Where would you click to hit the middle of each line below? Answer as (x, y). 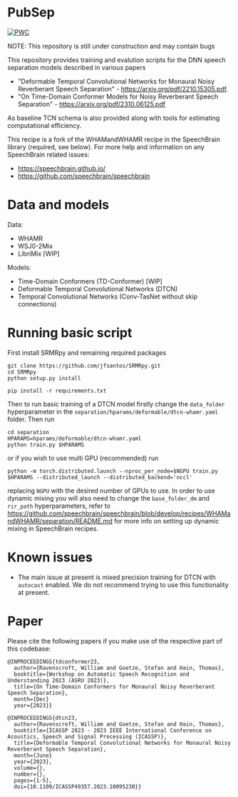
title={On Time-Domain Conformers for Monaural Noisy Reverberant (114, 686)
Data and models (58, 205)
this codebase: (29, 648)
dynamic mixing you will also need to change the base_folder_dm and (109, 498)
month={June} (33, 755)
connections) (37, 304)
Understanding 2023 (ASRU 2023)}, (59, 680)
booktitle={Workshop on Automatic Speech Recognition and (102, 674)
